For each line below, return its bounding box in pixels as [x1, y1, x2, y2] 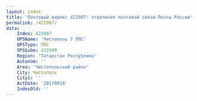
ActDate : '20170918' [17, 81, 68, 87]
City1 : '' [17, 75, 42, 81]
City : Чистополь [17, 70, 58, 75]
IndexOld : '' [17, 86, 49, 92]
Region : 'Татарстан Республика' [17, 53, 97, 59]
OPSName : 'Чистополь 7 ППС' [17, 36, 86, 42]
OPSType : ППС [17, 42, 49, 48]
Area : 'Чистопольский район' [17, 64, 89, 70]
